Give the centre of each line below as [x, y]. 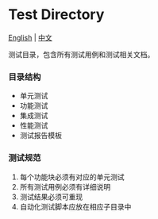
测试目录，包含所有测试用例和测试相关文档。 [81, 54]
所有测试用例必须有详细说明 [65, 186]
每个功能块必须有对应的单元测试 [72, 177]
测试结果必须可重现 [51, 197]
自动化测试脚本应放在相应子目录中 [75, 206]
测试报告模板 [40, 136]
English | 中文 [31, 37]
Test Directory [56, 15]
